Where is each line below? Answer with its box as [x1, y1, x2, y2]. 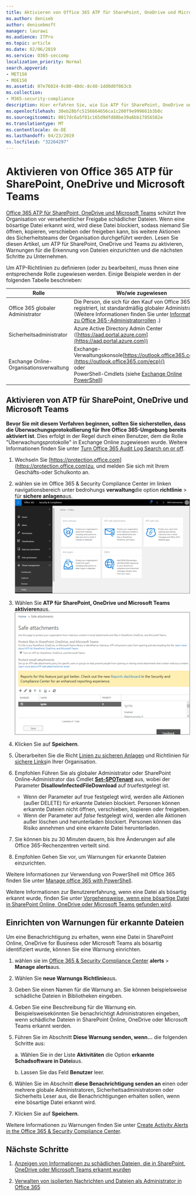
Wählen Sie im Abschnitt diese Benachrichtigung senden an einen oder [14, 1080, 188, 1087]
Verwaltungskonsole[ [73, 352, 125, 359]
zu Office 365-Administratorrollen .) [73, 317, 161, 324]
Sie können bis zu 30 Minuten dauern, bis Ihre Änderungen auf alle [14, 835, 176, 842]
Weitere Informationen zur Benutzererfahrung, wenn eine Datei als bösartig [6, 888, 187, 895]
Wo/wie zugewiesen [116, 290, 167, 297]
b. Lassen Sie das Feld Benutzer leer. [14, 1068, 105, 1075]
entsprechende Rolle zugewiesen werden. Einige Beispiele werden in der [6, 270, 181, 277]
